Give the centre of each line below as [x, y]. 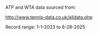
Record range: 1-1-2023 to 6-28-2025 [45, 27]
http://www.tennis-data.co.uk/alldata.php [49, 17]
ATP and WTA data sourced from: [41, 7]
